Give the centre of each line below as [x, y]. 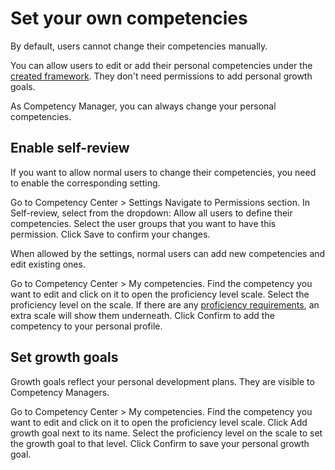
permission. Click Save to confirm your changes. [110, 234]
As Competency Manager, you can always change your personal [143, 106]
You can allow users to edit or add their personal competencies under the [161, 65]
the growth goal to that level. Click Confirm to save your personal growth [160, 443]
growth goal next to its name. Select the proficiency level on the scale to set [166, 433]
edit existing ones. [48, 264]
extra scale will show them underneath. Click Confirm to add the [142, 315]
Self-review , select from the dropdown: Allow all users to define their [151, 213]
